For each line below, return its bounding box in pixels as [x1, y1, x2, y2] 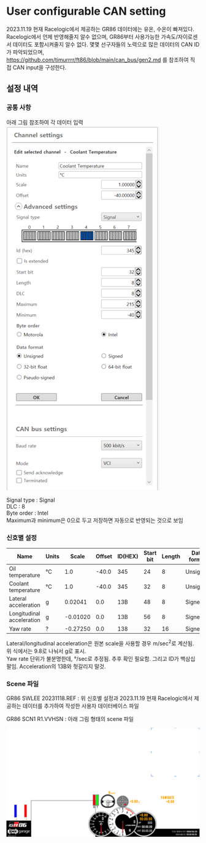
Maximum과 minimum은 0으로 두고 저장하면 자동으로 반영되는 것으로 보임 [6, 517, 184, 524]
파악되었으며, [12, 48, 45, 56]
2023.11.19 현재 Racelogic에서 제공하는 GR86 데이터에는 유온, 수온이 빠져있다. [6, 25, 195, 33]
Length [161, 552, 181, 560]
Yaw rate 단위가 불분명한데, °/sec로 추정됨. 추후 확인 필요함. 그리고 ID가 [6, 655, 180, 662]
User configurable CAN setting [6, 4, 166, 18]
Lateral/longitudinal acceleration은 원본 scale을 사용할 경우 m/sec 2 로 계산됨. [6, 639, 194, 647]
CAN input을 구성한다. [12, 63, 67, 71]
